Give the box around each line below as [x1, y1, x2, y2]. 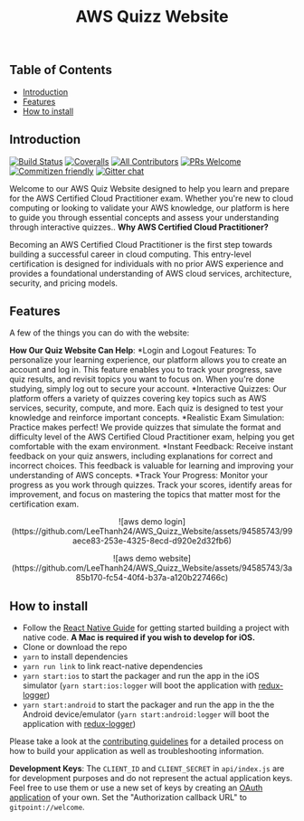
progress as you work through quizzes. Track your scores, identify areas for [9, 479, 292, 490]
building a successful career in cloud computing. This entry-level [9, 249, 252, 260]
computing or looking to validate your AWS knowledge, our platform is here [9, 202, 290, 213]
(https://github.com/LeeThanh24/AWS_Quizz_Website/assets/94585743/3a [12, 562, 292, 573]
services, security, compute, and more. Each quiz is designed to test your [9, 402, 284, 413]
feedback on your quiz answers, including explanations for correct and [9, 450, 273, 462]
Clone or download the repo [22, 642, 128, 653]
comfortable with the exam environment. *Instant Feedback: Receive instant [9, 441, 294, 452]
